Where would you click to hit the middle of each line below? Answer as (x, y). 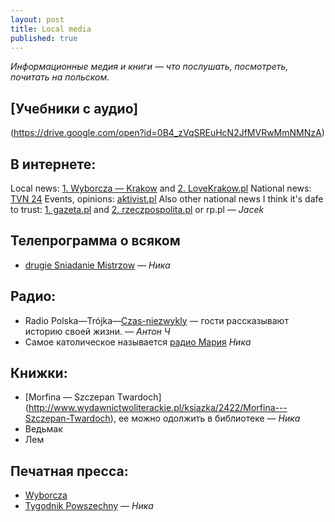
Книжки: (39, 373)
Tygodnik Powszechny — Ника (89, 506)
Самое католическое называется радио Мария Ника (138, 342)
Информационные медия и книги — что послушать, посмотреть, (149, 67)
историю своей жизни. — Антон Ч (97, 331)
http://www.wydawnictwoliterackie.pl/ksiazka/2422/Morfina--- (158, 408)
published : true (44, 38)
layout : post (37, 19)
